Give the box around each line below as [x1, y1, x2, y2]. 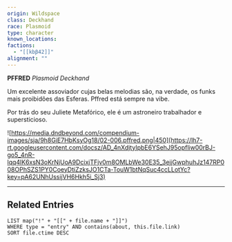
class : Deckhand [7, 17, 54, 23]
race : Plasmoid [7, 23, 51, 30]
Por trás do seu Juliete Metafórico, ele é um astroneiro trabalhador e [7, 108, 202, 116]
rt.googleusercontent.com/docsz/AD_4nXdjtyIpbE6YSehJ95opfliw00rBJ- [7, 143, 216, 152]
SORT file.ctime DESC [7, 229, 70, 236]
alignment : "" [7, 55, 48, 62]
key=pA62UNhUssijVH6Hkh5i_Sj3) [7, 172, 106, 181]
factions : [7, 42, 36, 49]
